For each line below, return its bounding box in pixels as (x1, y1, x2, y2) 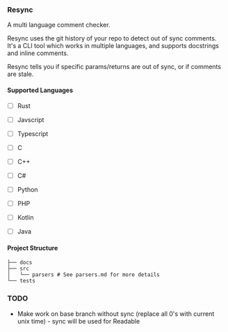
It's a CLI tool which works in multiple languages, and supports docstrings (7, 42, 219, 50)
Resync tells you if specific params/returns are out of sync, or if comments (7, 63, 221, 71)
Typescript (17, 129, 49, 137)
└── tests (7, 278, 36, 285)
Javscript (17, 115, 44, 123)
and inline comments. (7, 49, 69, 57)
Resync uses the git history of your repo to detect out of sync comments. (7, 34, 217, 43)
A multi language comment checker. (7, 21, 111, 29)
